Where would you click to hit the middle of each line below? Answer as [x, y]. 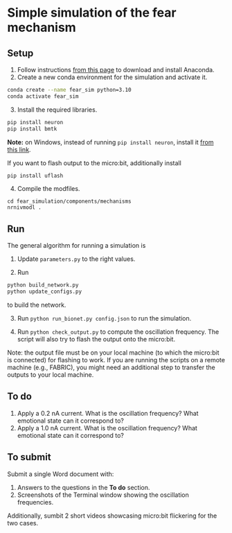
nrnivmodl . [24, 208]
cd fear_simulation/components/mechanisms [69, 202]
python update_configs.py [44, 292]
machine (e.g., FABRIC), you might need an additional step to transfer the [111, 367]
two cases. [23, 523]
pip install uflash [35, 176]
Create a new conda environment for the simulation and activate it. [112, 77]
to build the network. [37, 305]
